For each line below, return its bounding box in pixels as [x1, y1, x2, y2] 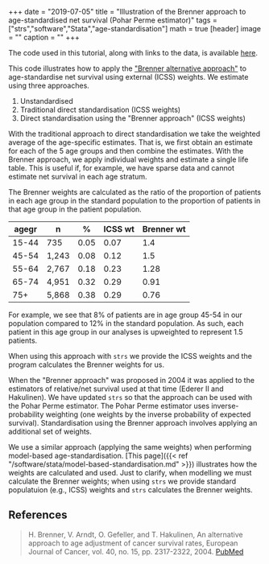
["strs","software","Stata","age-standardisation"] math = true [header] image [8, 24, 262, 33]
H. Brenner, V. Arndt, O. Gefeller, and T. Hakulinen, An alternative [27, 529, 243, 539]
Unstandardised [19, 97, 74, 105]
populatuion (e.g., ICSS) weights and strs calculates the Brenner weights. [8, 485, 253, 494]
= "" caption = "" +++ [8, 32, 81, 42]
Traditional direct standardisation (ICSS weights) [19, 105, 181, 114]
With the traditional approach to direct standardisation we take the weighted [8, 129, 261, 138]
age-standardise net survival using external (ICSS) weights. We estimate [8, 72, 249, 81]
